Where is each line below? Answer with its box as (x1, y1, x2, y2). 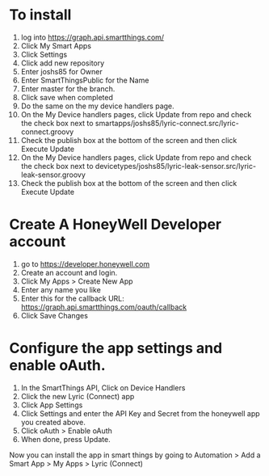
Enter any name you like (20, 284, 102, 294)
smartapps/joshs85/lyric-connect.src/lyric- (95, 118, 239, 128)
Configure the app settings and (9, 339, 223, 357)
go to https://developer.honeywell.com (20, 259, 150, 268)
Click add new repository (20, 58, 105, 68)
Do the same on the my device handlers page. (20, 101, 174, 111)
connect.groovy (20, 127, 74, 137)
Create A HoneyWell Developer (9, 216, 222, 234)
